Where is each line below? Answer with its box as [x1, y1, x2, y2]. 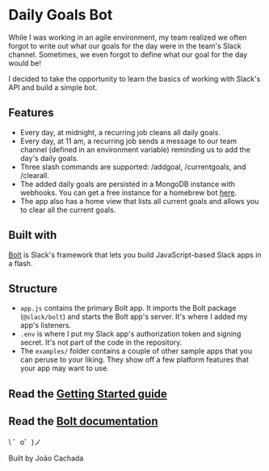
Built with [8, 228, 57, 242]
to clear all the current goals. [19, 205, 116, 214]
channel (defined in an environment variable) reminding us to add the [19, 144, 250, 155]
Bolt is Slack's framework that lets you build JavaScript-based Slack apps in [8, 249, 262, 260]
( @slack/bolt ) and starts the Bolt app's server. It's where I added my [19, 312, 248, 321]
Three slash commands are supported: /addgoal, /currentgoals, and [19, 162, 246, 172]
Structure [8, 282, 58, 295]
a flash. [8, 258, 33, 268]
